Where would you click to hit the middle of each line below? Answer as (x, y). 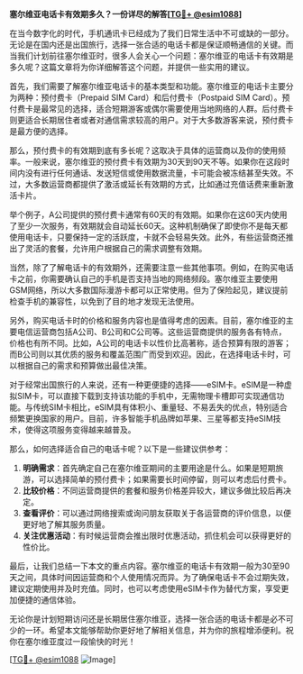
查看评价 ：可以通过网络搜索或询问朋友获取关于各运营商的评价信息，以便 (156, 513)
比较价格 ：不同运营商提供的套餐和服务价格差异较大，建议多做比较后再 (153, 491)
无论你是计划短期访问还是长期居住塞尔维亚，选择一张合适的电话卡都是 (140, 619)
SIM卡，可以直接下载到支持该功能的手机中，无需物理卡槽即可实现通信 (147, 396)
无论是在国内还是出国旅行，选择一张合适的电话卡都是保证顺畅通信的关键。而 (151, 45)
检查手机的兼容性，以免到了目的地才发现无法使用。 (104, 301)
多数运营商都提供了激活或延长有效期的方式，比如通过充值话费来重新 (159, 184)
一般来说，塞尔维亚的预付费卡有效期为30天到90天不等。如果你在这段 (153, 162)
